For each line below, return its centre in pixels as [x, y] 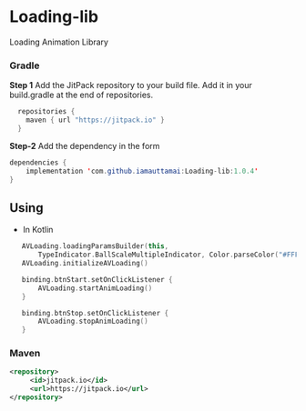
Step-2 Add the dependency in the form [85, 145]
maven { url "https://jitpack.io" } [96, 120]
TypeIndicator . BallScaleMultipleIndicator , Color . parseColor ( [158, 255]
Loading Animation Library [59, 42]
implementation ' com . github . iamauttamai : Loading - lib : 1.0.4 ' [142, 171]
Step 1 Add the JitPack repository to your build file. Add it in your [131, 85]
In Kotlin [38, 230]
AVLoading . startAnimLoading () [95, 288]
